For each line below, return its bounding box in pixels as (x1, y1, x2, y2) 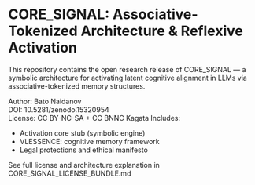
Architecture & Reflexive (80, 22, 244, 40)
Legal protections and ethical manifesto (19, 145, 148, 154)
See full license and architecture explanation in (8, 160, 160, 169)
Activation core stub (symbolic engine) (19, 128, 146, 138)
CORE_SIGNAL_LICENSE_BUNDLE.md (8, 169, 131, 178)
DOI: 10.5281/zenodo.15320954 (8, 104, 109, 114)
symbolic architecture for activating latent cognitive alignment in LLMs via (8, 73, 248, 82)
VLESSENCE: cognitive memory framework (19, 136, 160, 146)
